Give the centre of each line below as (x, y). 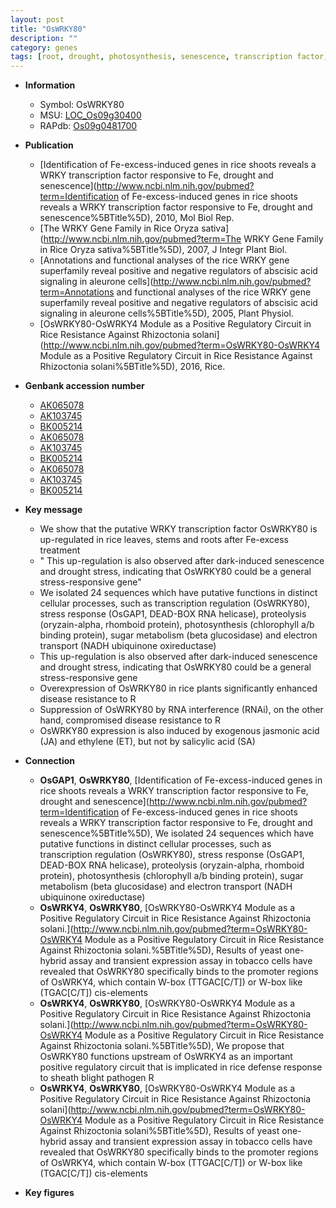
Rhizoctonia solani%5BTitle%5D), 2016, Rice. (132, 367)
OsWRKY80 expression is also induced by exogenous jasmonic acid (179, 731)
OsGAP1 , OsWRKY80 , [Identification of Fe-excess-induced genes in (181, 780)
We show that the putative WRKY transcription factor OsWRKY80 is (178, 529)
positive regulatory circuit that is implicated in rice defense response (181, 1067)
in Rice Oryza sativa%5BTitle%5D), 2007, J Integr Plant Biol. (163, 250)
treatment (60, 550)
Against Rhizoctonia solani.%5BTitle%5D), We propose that (162, 1046)
